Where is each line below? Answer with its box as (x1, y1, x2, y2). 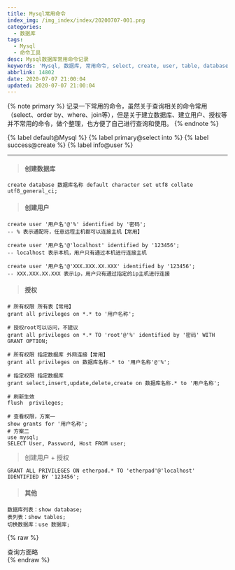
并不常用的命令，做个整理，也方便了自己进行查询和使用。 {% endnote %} (7, 120, 219, 128)
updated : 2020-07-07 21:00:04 (7, 82, 96, 89)
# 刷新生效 (7, 393, 35, 400)
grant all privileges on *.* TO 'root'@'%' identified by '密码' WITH (7, 331, 215, 338)
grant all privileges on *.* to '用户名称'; (7, 310, 135, 317)
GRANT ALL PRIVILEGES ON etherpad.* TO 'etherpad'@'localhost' (7, 467, 196, 474)
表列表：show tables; (7, 514, 66, 521)
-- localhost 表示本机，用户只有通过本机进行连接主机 (7, 249, 147, 256)
